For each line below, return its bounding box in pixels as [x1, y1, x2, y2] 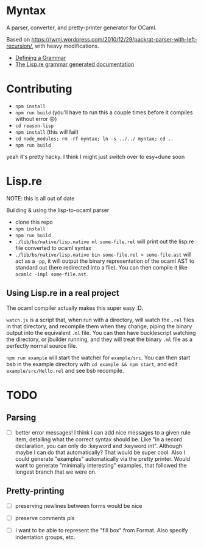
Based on [6, 35, 30, 43]
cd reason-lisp [15, 123, 54, 129]
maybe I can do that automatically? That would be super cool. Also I [15, 449, 186, 456]
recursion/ [6, 42, 32, 50]
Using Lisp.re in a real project [6, 288, 120, 298]
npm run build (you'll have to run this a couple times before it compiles [15, 108, 193, 116]
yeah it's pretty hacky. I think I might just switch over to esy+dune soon [6, 153, 185, 160]
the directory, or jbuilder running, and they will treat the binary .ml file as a [6, 336, 193, 343]
